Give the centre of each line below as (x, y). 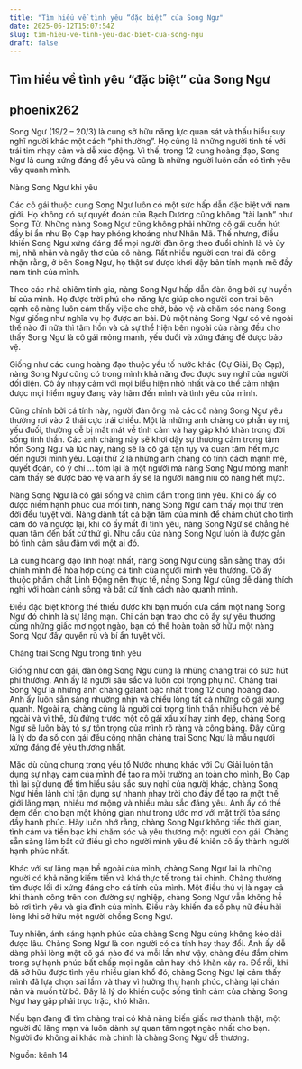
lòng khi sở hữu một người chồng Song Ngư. (92, 917)
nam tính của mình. (45, 272)
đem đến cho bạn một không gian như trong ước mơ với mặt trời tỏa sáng (145, 813)
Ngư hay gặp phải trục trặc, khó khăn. (80, 1001)
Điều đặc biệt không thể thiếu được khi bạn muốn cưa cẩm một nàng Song (147, 607)
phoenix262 (44, 111)
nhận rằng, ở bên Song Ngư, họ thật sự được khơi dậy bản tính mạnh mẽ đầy (151, 263)
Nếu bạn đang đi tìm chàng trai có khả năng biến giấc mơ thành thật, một (145, 1018)
